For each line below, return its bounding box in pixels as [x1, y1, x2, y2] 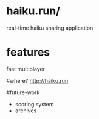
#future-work [6, 89, 40, 96]
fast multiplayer [6, 65, 46, 72]
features [6, 45, 50, 59]
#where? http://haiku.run [6, 77, 69, 84]
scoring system [15, 100, 54, 108]
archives [15, 107, 37, 114]
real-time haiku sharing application [6, 24, 94, 31]
